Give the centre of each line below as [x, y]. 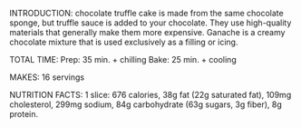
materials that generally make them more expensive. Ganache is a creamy [147, 32]
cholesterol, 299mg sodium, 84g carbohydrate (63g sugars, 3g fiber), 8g [146, 104]
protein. [24, 114]
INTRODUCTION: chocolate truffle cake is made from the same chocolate [146, 13]
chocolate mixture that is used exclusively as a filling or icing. [124, 42]
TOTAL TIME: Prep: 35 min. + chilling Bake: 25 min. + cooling [123, 59]
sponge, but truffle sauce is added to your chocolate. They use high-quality [150, 23]
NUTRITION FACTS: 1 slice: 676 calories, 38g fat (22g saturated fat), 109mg [150, 95]
